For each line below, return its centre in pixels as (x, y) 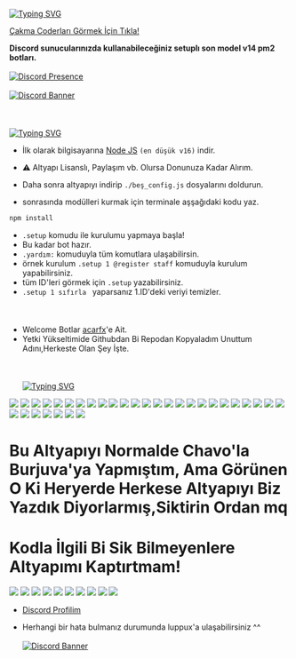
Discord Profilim (52, 610)
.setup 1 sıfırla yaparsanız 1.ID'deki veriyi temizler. (121, 291)
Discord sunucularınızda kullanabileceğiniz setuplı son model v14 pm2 (142, 48)
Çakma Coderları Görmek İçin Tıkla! (74, 31)
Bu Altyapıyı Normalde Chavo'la (130, 451)
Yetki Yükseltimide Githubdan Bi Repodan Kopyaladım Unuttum (137, 338)
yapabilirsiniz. (48, 273)
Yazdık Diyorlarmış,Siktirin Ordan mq (148, 508)
